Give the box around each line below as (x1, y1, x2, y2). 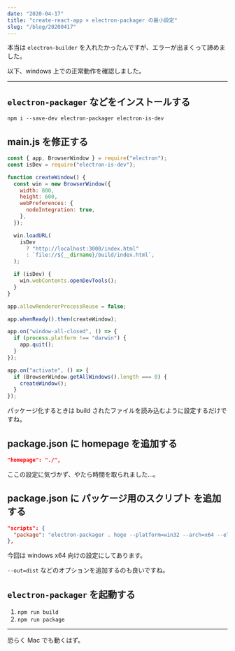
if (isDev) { (13, 271, 52, 278)
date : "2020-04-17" (7, 10, 64, 17)
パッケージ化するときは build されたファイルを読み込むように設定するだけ (7, 407, 221, 415)
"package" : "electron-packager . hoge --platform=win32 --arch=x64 (13, 531, 215, 538)
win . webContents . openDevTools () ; (20, 277, 117, 284)
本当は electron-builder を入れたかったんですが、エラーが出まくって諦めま (7, 43, 226, 52)
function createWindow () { (7, 174, 86, 181)
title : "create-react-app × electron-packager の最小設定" (7, 17, 178, 24)
